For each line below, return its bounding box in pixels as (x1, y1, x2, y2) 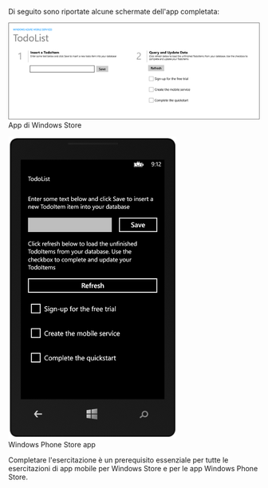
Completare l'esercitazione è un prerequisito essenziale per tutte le (8, 455, 229, 465)
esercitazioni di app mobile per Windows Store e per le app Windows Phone (8, 464, 258, 474)
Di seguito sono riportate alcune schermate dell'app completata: (8, 7, 220, 16)
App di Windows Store (8, 120, 82, 130)
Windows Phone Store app (8, 440, 96, 450)
